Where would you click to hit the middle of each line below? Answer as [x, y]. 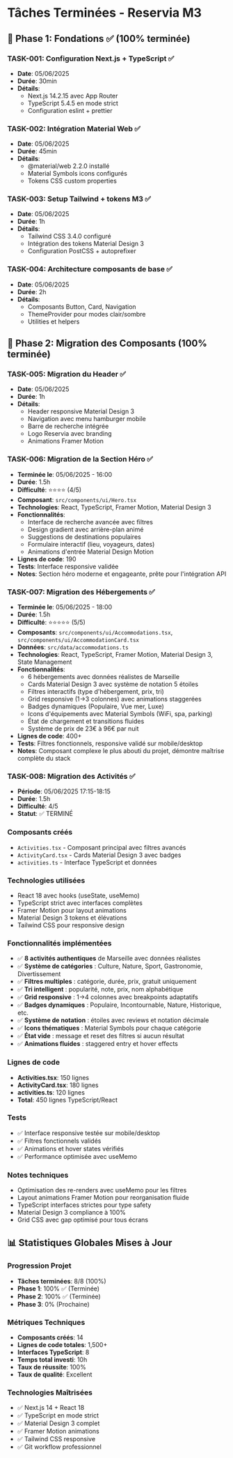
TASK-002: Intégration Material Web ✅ [74, 128]
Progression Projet [39, 1266]
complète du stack [44, 759]
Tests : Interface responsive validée [68, 566]
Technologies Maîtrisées [50, 1392]
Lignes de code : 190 [47, 559]
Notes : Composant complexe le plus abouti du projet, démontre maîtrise [121, 751]
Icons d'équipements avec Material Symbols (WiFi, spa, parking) [120, 714]
